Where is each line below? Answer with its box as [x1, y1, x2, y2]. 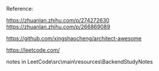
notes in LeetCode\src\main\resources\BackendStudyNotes [6, 58, 153, 65]
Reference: [6, 5, 34, 12]
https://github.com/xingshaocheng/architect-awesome [6, 35, 142, 42]
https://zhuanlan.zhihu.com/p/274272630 [6, 17, 110, 23]
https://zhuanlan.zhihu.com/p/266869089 [6, 23, 110, 30]
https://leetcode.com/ [6, 46, 60, 54]
